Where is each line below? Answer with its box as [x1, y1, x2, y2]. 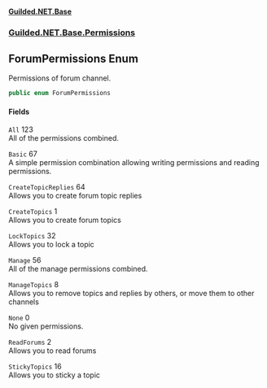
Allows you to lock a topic [8, 240, 95, 250]
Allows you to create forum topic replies [8, 191, 142, 201]
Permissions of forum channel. [8, 73, 112, 83]
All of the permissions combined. [8, 133, 120, 143]
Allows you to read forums [8, 346, 97, 355]
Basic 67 [8, 149, 38, 159]
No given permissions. [8, 321, 84, 331]
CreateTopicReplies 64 [8, 182, 85, 192]
